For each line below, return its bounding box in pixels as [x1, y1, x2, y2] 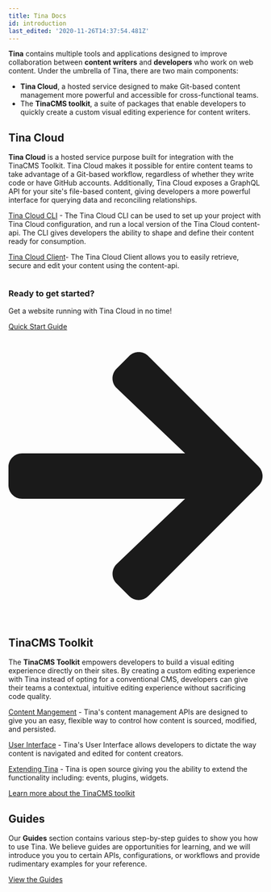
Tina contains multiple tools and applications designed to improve [8, 49, 227, 59]
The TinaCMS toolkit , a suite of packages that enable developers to [19, 98, 246, 109]
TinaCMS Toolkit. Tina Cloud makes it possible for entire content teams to [8, 161, 253, 170]
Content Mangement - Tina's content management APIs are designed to [8, 707, 248, 717]
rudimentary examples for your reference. [8, 859, 148, 869]
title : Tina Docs [8, 11, 67, 20]
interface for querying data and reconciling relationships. [8, 195, 198, 205]
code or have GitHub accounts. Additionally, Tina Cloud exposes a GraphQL [8, 178, 261, 188]
